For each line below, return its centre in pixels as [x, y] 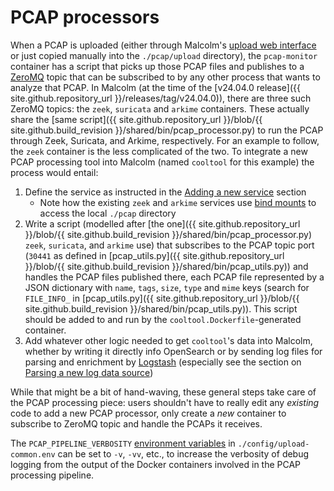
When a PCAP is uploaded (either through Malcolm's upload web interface [163, 45]
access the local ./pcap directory [108, 213]
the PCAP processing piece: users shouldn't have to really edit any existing [165, 402]
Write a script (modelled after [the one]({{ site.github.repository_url [162, 223]
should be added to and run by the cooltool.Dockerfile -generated [163, 319]
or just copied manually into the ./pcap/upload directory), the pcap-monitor [164, 55]
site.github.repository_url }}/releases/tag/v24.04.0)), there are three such [161, 98]
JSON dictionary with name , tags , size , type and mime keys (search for [167, 287]
